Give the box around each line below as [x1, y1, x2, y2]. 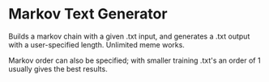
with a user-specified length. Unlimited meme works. [8, 39, 185, 49]
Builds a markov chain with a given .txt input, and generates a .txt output [8, 31, 250, 41]
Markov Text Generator [8, 5, 168, 23]
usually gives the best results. [8, 64, 108, 73]
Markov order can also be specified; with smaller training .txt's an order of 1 [8, 55, 261, 65]
